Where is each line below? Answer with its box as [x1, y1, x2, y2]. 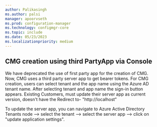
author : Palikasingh [5, 7, 47, 12]
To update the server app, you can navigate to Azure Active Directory [5, 106, 145, 112]
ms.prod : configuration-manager [5, 21, 71, 26]
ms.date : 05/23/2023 [5, 35, 47, 40]
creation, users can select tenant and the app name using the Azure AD [5, 80, 149, 86]
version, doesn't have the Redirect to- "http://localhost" [5, 96, 117, 102]
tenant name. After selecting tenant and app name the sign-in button [5, 86, 143, 92]
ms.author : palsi [5, 12, 41, 17]
